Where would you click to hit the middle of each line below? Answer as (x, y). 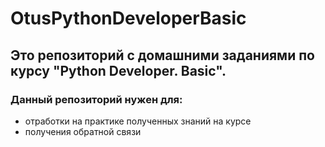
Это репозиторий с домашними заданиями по (162, 55)
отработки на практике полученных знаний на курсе (138, 121)
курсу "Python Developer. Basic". (118, 70)
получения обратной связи (83, 131)
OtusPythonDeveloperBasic (128, 18)
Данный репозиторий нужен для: (96, 99)
